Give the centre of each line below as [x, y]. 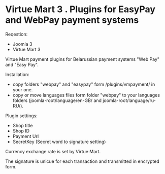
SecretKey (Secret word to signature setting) [59, 142]
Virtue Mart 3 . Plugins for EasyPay [80, 9]
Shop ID [21, 131]
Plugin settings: [22, 116]
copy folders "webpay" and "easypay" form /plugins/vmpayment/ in [84, 84]
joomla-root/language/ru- [129, 100]
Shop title [23, 125]
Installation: [17, 74]
